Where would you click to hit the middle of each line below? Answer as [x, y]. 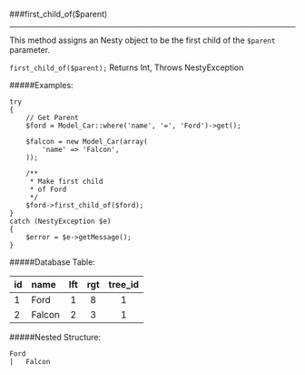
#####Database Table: [52, 262]
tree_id [123, 284]
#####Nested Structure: [55, 337]
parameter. [30, 50]
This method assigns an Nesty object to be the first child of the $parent [143, 40]
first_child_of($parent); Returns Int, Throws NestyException [127, 67]
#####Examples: [42, 85]
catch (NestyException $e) [60, 221]
